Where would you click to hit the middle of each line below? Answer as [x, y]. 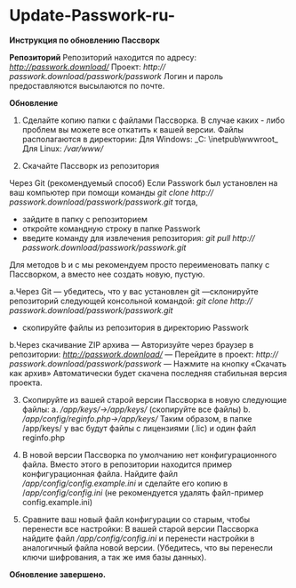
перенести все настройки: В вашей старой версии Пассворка [140, 528]
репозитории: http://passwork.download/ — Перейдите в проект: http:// [144, 354]
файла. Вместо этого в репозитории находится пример [127, 464]
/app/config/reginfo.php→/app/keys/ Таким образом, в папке [137, 418]
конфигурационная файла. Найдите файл [100, 473]
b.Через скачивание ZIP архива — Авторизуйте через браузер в [132, 344]
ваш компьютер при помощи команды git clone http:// [112, 192]
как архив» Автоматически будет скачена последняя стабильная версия [148, 373]
